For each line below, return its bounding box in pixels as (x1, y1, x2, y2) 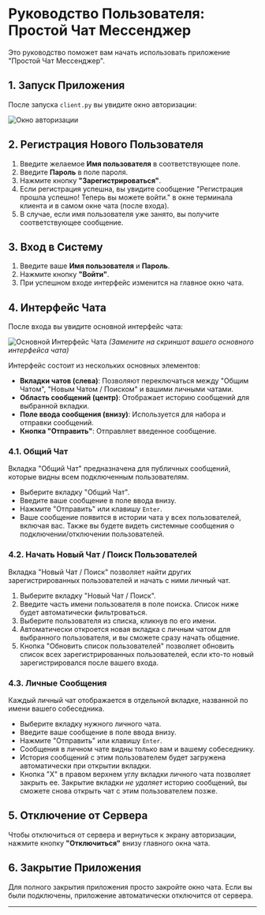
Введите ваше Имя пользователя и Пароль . (19, 261, 170, 271)
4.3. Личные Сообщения (8, 678, 107, 689)
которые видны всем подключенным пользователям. (8, 472, 189, 482)
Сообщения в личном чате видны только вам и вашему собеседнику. (19, 745, 255, 754)
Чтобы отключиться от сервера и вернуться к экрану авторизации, (8, 830, 237, 839)
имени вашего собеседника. (8, 704, 105, 714)
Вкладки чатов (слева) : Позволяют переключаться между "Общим (19, 376, 249, 386)
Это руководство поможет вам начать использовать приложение (8, 47, 230, 57)
